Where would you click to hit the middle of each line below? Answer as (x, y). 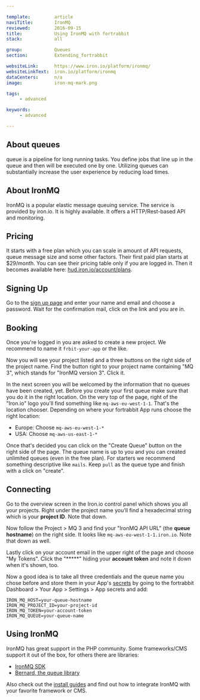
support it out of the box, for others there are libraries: (73, 655)
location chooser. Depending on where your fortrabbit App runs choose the (99, 410)
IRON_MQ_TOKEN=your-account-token (49, 611)
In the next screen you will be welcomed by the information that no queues (98, 384)
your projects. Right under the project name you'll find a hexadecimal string (99, 510)
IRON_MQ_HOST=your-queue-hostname (49, 600)
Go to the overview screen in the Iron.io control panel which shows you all (97, 504)
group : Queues (38, 50)
